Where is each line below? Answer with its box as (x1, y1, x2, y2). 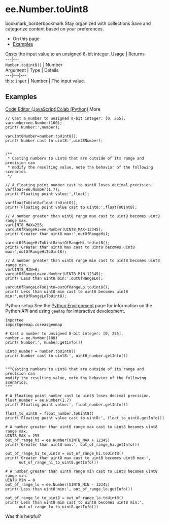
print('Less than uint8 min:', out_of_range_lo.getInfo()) (5, 486, 133, 492)
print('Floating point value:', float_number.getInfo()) (5, 402, 128, 407)
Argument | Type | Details (5, 67, 59, 73)
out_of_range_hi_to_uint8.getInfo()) (18, 460, 99, 465)
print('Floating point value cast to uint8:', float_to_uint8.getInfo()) (5, 415, 165, 420)
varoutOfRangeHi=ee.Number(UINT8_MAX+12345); (5, 227, 103, 232)
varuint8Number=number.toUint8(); (5, 134, 79, 139)
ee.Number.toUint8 (5, 4, 89, 15)
